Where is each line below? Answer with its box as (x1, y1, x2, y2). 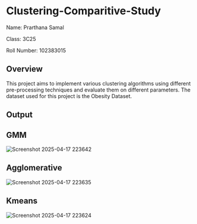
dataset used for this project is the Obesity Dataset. (6, 92, 132, 99)
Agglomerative (6, 163, 62, 173)
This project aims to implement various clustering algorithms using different (6, 80, 191, 87)
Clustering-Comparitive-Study (6, 4, 161, 18)
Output (6, 110, 33, 120)
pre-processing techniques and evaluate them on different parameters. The (6, 86, 191, 93)
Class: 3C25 (6, 35, 36, 42)
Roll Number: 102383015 (6, 46, 66, 54)
